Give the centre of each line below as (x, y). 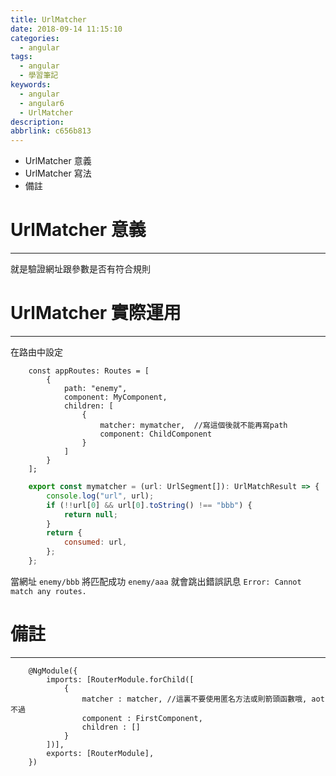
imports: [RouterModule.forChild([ (120, 679)
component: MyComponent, (115, 397)
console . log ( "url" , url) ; (100, 496)
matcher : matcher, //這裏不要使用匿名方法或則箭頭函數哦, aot (203, 699)
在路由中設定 (36, 352)
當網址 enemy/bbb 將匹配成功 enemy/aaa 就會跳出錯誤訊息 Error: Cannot (156, 581)
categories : (35, 38)
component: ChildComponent (156, 434)
